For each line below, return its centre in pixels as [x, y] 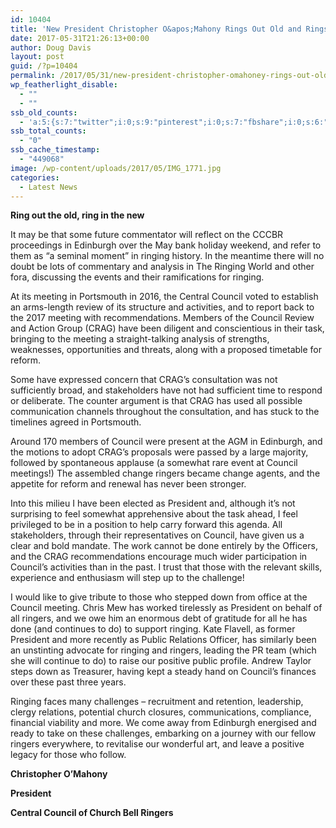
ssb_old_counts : [44, 112]
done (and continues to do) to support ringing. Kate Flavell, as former [153, 629]
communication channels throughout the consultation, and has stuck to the [165, 412]
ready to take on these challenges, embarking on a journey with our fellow [163, 733]
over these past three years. [68, 682]
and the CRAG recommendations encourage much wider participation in [159, 557]
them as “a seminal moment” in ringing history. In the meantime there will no [167, 256]
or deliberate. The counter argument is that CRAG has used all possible [156, 401]
